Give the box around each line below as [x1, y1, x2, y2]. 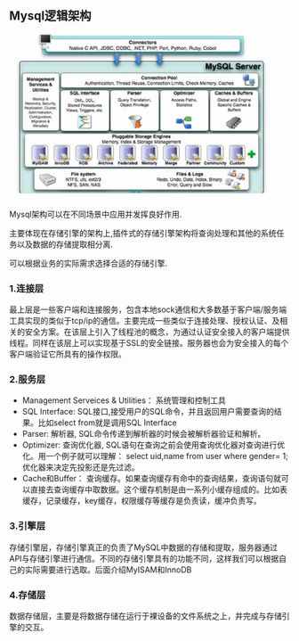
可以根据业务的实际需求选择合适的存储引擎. [9, 258, 168, 268]
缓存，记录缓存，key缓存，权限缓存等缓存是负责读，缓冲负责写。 [21, 496, 262, 506]
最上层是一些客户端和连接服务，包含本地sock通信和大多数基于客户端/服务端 [9, 304, 287, 315]
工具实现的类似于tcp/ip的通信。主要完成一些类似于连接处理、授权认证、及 [9, 316, 280, 326]
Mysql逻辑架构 [9, 8, 92, 24]
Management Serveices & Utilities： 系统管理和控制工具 [21, 395, 227, 406]
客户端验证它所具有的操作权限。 [9, 349, 126, 359]
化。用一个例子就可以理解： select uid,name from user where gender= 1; [21, 451, 289, 462]
